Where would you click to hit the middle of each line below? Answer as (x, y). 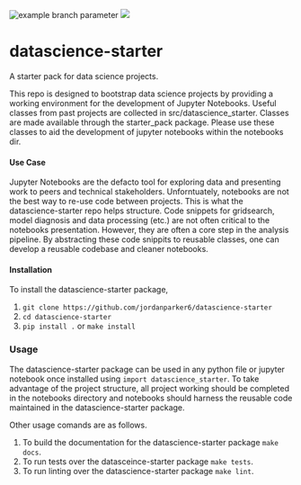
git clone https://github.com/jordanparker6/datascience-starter (147, 308)
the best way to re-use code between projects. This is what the (127, 202)
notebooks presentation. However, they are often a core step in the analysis (149, 230)
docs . (32, 452)
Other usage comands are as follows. (78, 425)
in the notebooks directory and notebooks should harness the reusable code (151, 398)
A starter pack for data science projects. (84, 76)
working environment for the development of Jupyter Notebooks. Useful (143, 103)
